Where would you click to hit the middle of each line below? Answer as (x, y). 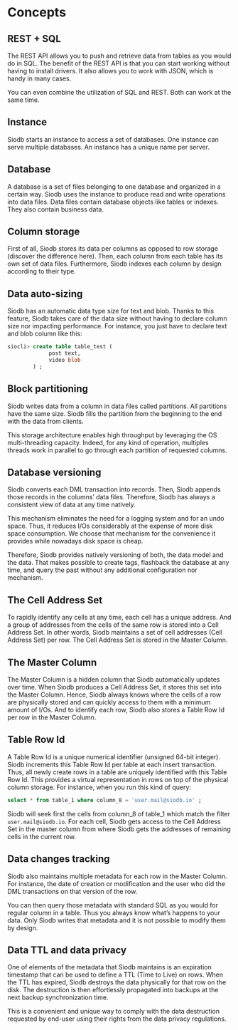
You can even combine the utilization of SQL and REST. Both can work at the (119, 92)
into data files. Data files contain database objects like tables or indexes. (113, 202)
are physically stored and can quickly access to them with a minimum (109, 702)
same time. (24, 100)
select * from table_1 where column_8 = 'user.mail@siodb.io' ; (104, 800)
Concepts (37, 12)
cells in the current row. (42, 836)
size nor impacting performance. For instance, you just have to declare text (117, 326)
